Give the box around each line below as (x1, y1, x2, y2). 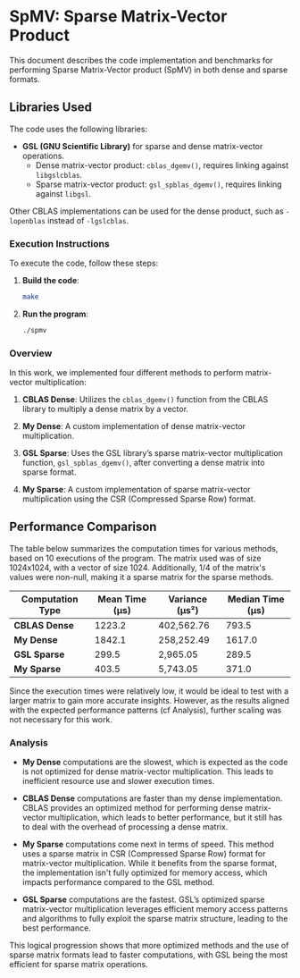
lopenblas (9, 216, 46, 225)
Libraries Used (9, 100, 92, 115)
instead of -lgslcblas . (47, 215, 129, 225)
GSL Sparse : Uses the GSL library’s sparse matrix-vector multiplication (21, 448, 283, 459)
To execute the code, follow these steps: (9, 257, 159, 269)
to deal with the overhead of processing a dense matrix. (21, 822, 229, 832)
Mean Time (97, 593, 147, 605)
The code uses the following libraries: (9, 123, 148, 134)
